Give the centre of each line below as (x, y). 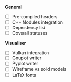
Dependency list (29, 28)
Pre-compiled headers (35, 16)
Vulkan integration (31, 53)
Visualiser (16, 43)
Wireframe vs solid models (39, 69)
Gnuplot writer (27, 58)
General (13, 7)
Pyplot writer (25, 64)
